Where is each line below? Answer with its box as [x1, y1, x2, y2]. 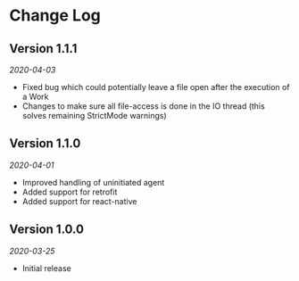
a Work [21, 91, 49, 102]
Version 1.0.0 [9, 222, 85, 237]
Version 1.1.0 [9, 136, 81, 152]
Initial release [21, 262, 71, 273]
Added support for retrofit [21, 186, 118, 197]
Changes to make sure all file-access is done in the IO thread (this [21, 101, 265, 112]
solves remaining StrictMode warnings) [21, 111, 167, 120]
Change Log [9, 5, 101, 26]
